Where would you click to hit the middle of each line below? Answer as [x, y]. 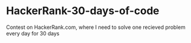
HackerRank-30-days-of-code [83, 11]
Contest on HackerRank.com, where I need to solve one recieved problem [96, 27]
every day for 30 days [33, 33]
